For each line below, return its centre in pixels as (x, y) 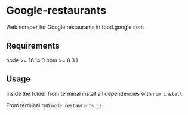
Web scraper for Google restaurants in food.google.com (75, 27)
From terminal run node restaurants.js (54, 105)
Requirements (33, 46)
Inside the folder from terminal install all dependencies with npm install (94, 93)
